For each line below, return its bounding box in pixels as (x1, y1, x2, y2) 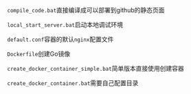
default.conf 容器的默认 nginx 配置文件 (7, 35, 114, 43)
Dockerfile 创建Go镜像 (7, 50, 71, 58)
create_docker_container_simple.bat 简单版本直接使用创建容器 (7, 64, 184, 72)
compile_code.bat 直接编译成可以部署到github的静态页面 (7, 6, 165, 14)
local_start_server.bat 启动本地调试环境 (7, 21, 124, 29)
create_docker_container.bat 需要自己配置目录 (7, 79, 139, 87)
